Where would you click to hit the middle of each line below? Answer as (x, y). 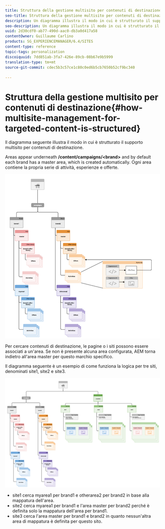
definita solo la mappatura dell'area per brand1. (60, 511)
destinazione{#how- (100, 108)
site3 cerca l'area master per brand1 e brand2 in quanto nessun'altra (82, 516)
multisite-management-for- (63, 118)
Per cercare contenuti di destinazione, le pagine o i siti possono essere (77, 346)
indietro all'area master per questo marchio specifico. (59, 356)
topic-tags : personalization (35, 52)
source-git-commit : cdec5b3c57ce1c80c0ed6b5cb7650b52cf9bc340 (70, 67)
